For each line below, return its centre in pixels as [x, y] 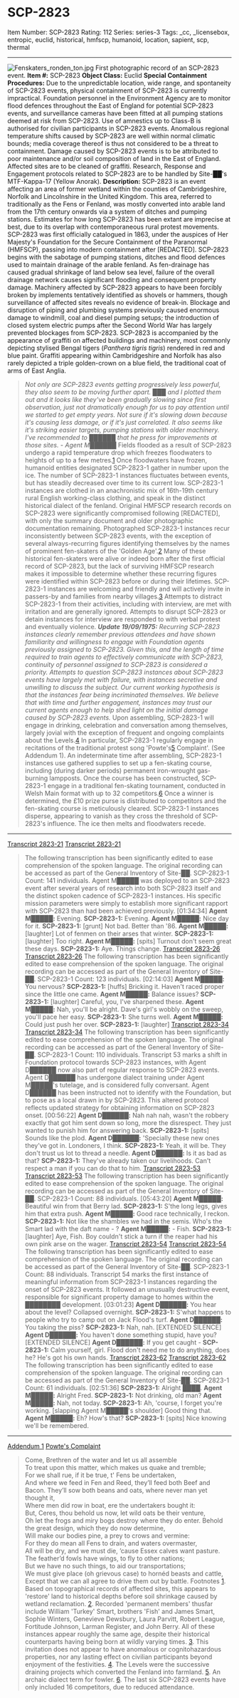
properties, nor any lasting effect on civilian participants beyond [118, 1657]
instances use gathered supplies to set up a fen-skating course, [118, 762]
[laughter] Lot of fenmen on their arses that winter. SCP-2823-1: [119, 933]
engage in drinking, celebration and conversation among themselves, [126, 725]
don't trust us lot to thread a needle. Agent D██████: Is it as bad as [126, 1153]
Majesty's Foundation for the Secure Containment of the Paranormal [107, 242]
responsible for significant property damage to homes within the [119, 1297]
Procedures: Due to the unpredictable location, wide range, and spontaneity [119, 83]
